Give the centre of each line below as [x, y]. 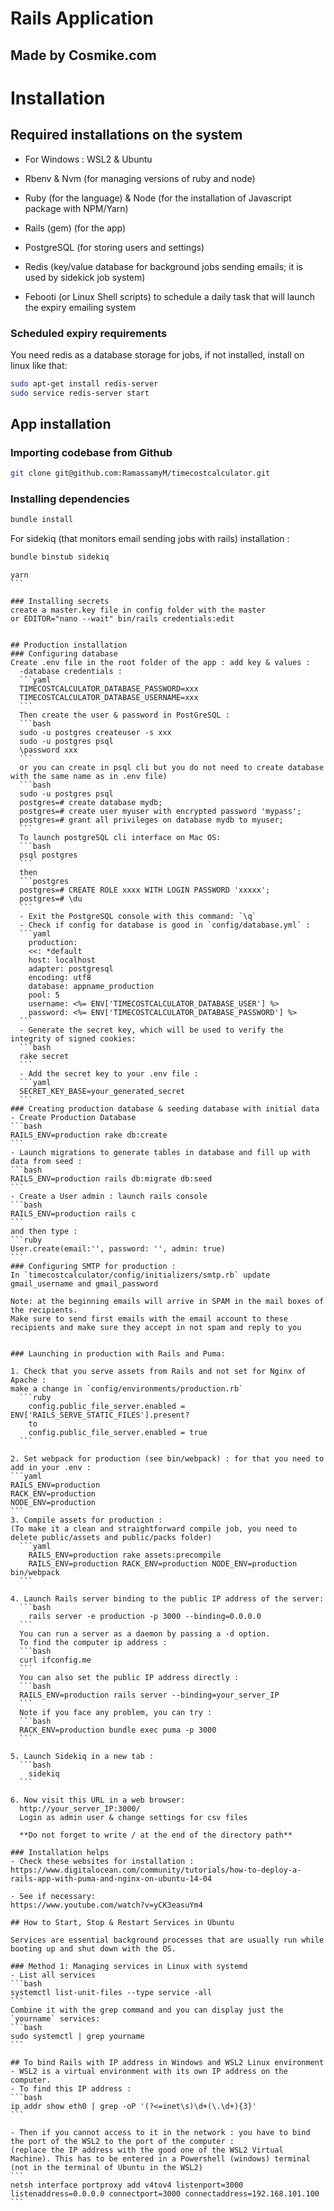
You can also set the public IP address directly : [129, 1678]
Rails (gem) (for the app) [75, 228]
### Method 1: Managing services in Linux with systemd [129, 1967]
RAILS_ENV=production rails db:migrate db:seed [111, 1179]
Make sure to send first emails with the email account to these [149, 1319]
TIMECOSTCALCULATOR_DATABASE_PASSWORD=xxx [109, 689]
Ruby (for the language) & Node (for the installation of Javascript [158, 198]
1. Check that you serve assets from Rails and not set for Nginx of [158, 1372]
